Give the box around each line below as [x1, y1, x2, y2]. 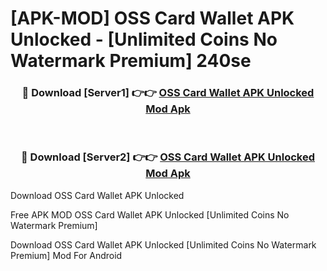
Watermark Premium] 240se [10, 50, 252, 72]
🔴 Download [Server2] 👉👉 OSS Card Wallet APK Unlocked [20, 150, 316, 164]
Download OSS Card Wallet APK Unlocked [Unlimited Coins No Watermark [10, 238, 317, 251]
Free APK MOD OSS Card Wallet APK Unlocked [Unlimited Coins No [10, 208, 290, 221]
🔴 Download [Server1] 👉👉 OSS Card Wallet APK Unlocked [21, 86, 315, 100]
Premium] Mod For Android [10, 249, 123, 261]
